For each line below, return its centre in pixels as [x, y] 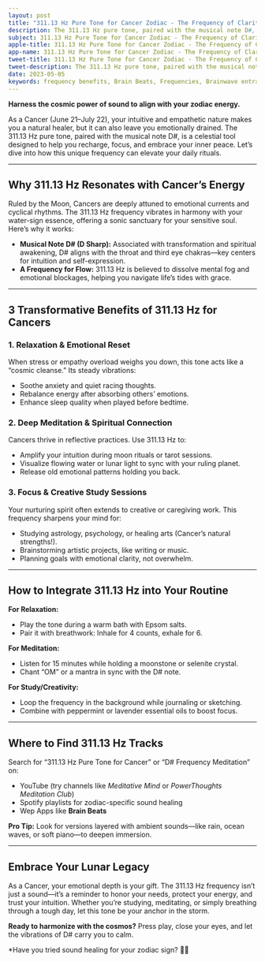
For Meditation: [34, 648]
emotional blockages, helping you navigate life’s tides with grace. [125, 278]
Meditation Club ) [47, 794]
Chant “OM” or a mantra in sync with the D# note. [100, 672]
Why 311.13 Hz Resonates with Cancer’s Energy [127, 185]
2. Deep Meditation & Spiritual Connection [90, 423]
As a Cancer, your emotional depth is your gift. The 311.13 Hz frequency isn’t [132, 886]
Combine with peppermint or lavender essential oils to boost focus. [129, 711]
